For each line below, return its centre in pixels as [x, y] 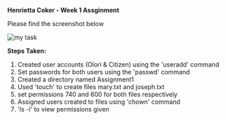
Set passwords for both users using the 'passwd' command [104, 72]
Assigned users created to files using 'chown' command [99, 102]
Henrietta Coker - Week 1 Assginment [63, 10]
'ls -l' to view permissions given [64, 109]
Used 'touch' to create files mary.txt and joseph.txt [91, 87]
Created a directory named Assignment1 [76, 79]
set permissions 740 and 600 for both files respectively [97, 94]
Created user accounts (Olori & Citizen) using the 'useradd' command [118, 65]
